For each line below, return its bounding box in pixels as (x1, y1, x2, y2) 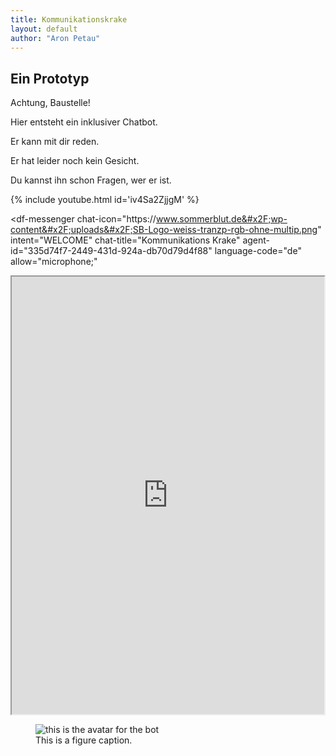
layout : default (10, 24, 78, 34)
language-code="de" (214, 245, 302, 257)
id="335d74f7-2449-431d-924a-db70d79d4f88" (10, 245, 213, 257)
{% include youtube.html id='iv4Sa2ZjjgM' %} (10, 194, 200, 206)
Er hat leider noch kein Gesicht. (10, 155, 140, 167)
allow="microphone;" (10, 256, 98, 268)
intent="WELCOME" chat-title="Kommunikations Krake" (10, 234, 241, 246)
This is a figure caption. (35, 734, 133, 746)
